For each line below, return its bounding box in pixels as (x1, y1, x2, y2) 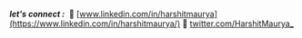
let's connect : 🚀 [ (9, 9, 80, 19)
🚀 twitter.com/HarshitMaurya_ (181, 18, 294, 29)
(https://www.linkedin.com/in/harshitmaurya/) (9, 18, 181, 29)
